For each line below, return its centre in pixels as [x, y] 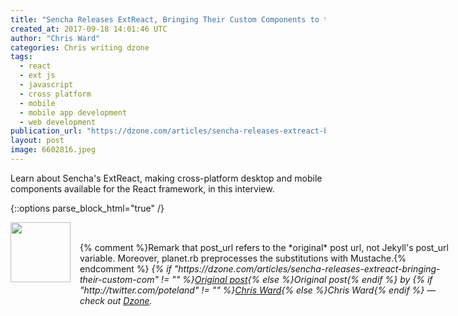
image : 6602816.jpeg [53, 150]
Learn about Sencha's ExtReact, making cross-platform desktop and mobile [166, 178]
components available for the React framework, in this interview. [142, 188]
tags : [21, 57]
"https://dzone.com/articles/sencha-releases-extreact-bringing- [307, 268]
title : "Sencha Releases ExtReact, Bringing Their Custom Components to [165, 19]
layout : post [37, 141]
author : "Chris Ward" [55, 38]
